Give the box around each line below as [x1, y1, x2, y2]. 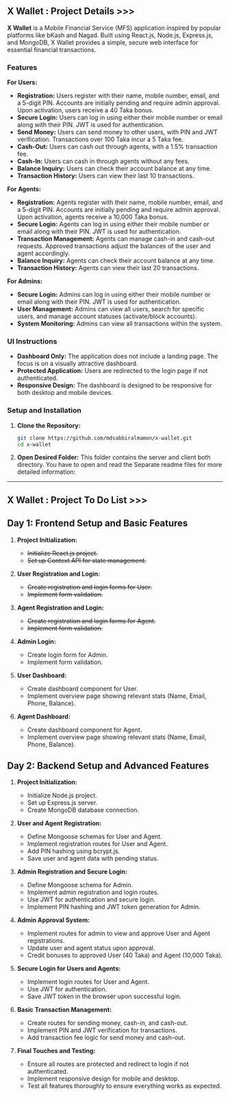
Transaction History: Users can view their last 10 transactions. [16, 171, 194, 180]
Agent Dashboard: [16, 712, 71, 721]
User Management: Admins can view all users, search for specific [16, 305, 205, 313]
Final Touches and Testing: [16, 1047, 96, 1055]
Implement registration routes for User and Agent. [27, 840, 168, 848]
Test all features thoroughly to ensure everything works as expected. [27, 1082, 222, 1090]
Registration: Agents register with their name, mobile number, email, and [16, 198, 223, 206]
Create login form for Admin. [27, 651, 108, 659]
